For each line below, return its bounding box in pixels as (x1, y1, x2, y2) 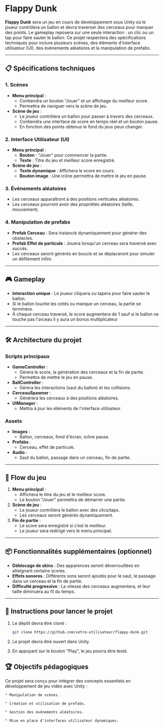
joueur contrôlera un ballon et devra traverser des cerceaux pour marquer (5, 24, 154, 30)
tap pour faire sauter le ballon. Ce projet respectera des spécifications (5, 35, 146, 41)
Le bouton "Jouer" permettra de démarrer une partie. (19, 497, 126, 503)
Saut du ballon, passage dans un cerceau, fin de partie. (19, 455, 131, 460)
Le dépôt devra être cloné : (12, 620, 67, 626)
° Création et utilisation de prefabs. (5, 701, 86, 706)
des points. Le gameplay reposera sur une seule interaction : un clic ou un (5, 29, 154, 35)
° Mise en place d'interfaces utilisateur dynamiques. (5, 718, 119, 723)
